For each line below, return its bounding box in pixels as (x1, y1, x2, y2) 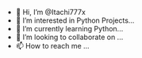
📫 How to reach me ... (15, 42, 90, 50)
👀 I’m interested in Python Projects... (15, 16, 135, 25)
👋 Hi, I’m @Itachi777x (15, 8, 86, 16)
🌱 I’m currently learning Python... (15, 24, 124, 33)
